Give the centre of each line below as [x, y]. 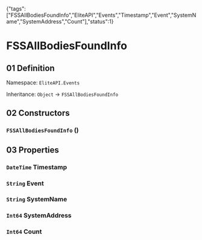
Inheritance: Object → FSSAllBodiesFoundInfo [62, 94]
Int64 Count [24, 232]
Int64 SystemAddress [39, 215]
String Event [25, 183]
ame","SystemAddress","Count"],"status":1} [60, 21]
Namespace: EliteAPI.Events [43, 83]
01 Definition [31, 68]
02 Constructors [38, 113]
